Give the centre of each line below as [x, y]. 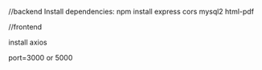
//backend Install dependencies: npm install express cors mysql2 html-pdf [131, 12]
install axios [28, 42]
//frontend [25, 27]
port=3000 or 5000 [41, 58]
